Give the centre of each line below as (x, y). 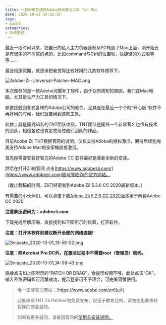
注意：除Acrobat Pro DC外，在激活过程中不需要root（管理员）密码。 (76, 253)
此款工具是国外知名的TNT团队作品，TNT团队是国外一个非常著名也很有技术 (81, 124)
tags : (11, 19)
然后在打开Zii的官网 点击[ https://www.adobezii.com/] (59, 168)
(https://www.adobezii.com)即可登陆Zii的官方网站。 (58, 175)
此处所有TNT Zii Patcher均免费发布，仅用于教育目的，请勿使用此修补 (87, 300)
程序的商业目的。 (35, 307)
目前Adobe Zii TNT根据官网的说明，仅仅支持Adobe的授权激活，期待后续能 (81, 141)
